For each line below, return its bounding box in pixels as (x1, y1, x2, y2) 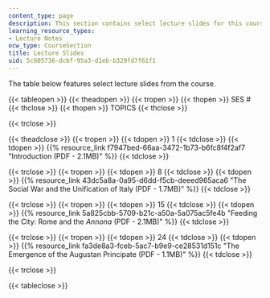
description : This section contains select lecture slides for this (8, 19, 243, 27)
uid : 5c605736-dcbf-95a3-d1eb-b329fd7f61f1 (8, 57, 157, 65)
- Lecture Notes (8, 34, 63, 43)
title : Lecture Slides (8, 49, 84, 57)
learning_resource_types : (8, 27, 95, 35)
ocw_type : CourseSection (8, 42, 92, 50)
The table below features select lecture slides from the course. (8, 78, 216, 89)
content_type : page (8, 11, 74, 20)
